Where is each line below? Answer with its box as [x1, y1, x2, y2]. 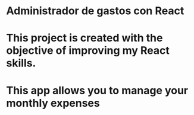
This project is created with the [6, 31, 163, 45]
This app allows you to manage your [6, 84, 189, 97]
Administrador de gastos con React [6, 4, 184, 18]
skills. [6, 56, 36, 70]
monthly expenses [6, 96, 100, 110]
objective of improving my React [6, 44, 170, 57]
